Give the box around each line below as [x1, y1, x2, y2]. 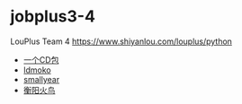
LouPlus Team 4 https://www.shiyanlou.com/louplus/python [10, 36, 233, 47]
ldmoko [22, 65, 52, 75]
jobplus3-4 [10, 6, 95, 27]
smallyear [22, 74, 60, 84]
